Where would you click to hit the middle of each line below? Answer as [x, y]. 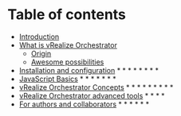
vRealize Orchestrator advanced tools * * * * [92, 95]
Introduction [39, 37]
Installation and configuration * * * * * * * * [89, 70]
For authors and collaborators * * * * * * [84, 104]
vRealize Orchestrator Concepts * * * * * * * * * [96, 87]
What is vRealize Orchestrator [68, 44]
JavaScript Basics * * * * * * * [67, 79]
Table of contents [67, 15]
